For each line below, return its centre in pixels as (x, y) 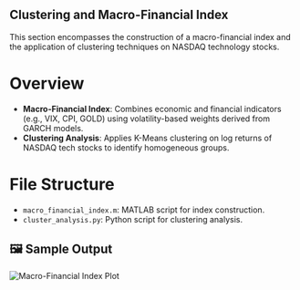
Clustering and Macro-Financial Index (119, 15)
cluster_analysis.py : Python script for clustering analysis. (133, 219)
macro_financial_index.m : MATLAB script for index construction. (144, 210)
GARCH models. (53, 128)
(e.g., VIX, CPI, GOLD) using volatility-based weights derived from (146, 119)
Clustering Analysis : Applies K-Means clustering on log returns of (147, 138)
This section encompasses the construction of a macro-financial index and (150, 36)
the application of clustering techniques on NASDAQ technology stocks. (145, 47)
